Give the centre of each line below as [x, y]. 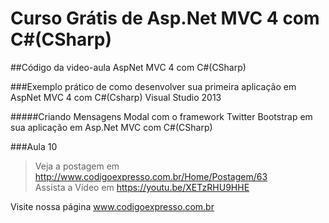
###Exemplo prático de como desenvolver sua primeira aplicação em [153, 86]
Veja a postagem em [77, 166]
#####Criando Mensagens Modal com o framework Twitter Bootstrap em [161, 116]
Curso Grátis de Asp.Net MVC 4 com [165, 18]
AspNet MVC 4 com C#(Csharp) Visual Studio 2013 [116, 97]
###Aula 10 [34, 146]
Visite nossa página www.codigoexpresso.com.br [112, 206]
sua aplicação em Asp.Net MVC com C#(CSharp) [111, 127]
